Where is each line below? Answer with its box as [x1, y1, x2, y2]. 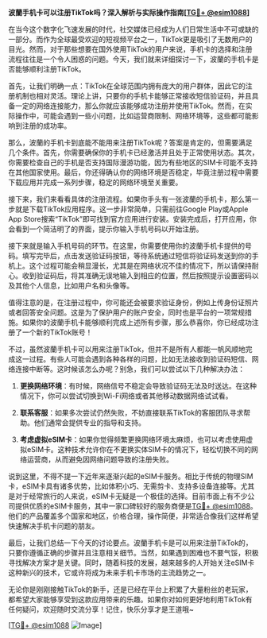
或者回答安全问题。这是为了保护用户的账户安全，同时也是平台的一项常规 [8, 307, 245, 317]
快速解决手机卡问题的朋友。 [8, 521, 99, 531]
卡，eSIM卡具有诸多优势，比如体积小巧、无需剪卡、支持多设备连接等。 [8, 481, 241, 491]
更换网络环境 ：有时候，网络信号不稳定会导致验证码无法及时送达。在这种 [19, 381, 257, 390]
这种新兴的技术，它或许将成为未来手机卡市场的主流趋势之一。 [8, 568, 211, 577]
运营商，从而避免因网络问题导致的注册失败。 [26, 454, 173, 464]
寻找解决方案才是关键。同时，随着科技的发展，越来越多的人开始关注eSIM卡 [8, 558, 255, 567]
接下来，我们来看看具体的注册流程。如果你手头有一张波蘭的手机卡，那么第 [8, 195, 252, 203]
